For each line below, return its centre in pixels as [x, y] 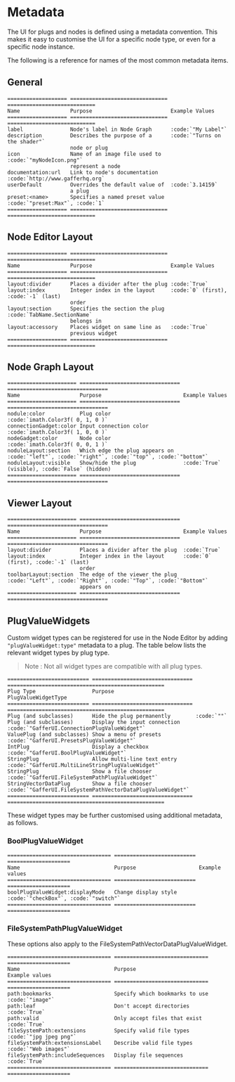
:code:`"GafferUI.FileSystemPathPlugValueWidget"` [83, 778]
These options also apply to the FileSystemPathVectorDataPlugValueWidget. [117, 943]
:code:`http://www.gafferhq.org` [56, 179]
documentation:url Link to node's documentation [83, 172]
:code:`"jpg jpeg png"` [42, 1037]
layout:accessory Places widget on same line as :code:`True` [108, 327]
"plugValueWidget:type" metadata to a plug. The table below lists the [107, 645]
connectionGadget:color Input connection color [78, 426]
